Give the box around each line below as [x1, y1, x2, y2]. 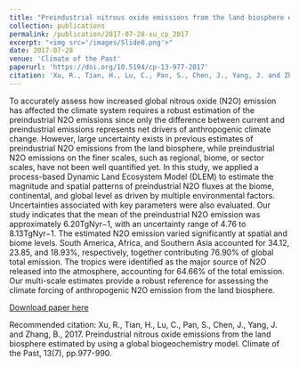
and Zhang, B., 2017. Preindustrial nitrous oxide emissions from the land [9, 329, 271, 339]
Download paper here [9, 302, 89, 313]
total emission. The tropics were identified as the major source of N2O [9, 256, 267, 267]
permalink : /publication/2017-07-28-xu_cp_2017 [9, 29, 190, 38]
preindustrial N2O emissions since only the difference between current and [9, 114, 285, 125]
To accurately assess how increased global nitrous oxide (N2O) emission [9, 95, 277, 106]
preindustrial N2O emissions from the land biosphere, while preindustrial [9, 143, 275, 153]
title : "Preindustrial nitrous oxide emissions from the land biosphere [9, 12, 285, 22]
